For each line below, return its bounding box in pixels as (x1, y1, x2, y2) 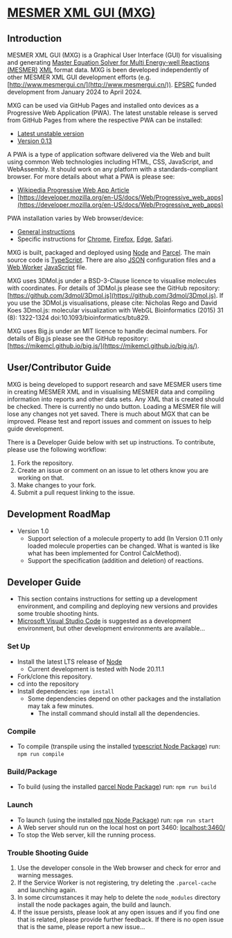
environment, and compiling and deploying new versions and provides (17, 602, 218, 610)
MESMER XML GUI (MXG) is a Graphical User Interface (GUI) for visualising (7, 51, 222, 59)
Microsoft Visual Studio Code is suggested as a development (17, 617, 192, 626)
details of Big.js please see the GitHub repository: (7, 335, 149, 342)
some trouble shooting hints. (17, 610, 99, 618)
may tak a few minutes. (27, 701, 94, 710)
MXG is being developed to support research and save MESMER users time (7, 380, 222, 388)
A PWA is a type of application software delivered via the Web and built (7, 151, 211, 158)
